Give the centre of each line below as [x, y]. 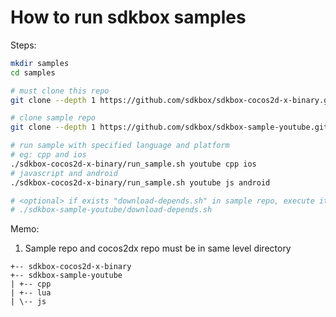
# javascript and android [64, 173]
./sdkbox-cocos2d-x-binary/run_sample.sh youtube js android [140, 182]
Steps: [23, 45]
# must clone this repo [60, 91]
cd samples [33, 72]
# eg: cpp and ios [48, 155]
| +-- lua [31, 293]
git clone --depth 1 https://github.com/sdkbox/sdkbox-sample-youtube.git [169, 127]
